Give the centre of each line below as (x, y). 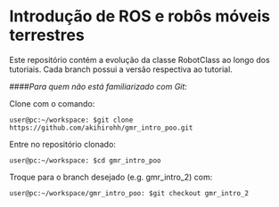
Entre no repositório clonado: (62, 144)
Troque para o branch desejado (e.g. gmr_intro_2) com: (111, 177)
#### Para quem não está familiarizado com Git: (98, 86)
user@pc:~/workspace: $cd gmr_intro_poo (86, 160)
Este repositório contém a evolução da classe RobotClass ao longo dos (139, 60)
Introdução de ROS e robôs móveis (140, 16)
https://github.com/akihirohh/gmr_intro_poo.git (101, 127)
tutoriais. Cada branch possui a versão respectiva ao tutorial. (121, 69)
